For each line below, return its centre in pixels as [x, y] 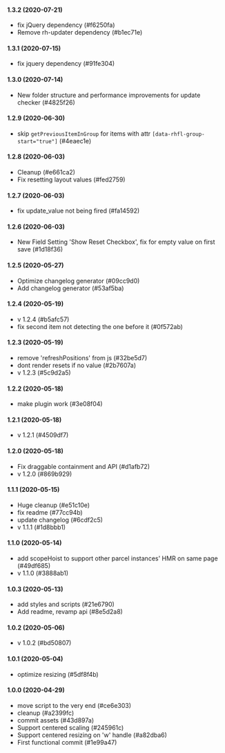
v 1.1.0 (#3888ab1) [43, 573]
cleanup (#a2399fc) [46, 713]
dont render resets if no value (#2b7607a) [77, 365]
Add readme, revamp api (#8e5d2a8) [70, 612]
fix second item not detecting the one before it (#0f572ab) [100, 326]
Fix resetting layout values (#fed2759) [71, 179]
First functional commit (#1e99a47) [67, 742]
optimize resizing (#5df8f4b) [58, 674]
